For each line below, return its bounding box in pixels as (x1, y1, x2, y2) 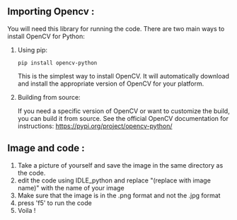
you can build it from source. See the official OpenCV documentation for (17, 114, 229, 122)
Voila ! (17, 206, 36, 214)
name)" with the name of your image (17, 183, 125, 192)
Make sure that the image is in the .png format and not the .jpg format (17, 191, 221, 199)
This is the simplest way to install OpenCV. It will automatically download (17, 71, 230, 80)
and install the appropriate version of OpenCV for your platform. (17, 79, 204, 88)
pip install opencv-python (17, 59, 98, 66)
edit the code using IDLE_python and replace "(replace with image (17, 176, 211, 185)
